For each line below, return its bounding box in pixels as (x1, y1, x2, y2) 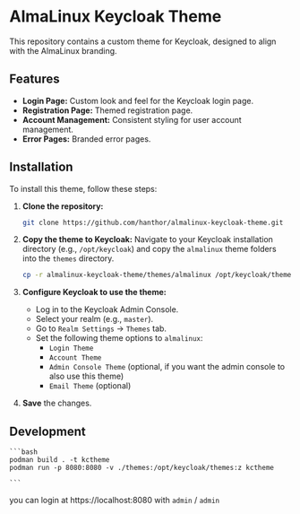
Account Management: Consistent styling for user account (21, 114, 242, 125)
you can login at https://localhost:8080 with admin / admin (9, 495, 220, 506)
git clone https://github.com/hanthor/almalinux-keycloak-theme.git (21, 218, 284, 227)
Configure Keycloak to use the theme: (21, 287, 167, 298)
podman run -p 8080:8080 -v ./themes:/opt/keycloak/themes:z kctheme (9, 464, 275, 473)
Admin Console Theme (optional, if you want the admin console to (48, 362, 285, 372)
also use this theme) (48, 370, 124, 382)
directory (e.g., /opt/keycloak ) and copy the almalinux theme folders (21, 244, 277, 255)
